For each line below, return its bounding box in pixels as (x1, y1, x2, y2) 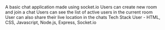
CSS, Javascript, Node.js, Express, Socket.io (5, 19, 97, 25)
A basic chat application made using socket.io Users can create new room (5, 4, 158, 10)
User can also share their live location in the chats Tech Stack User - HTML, (5, 15, 161, 20)
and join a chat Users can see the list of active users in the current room (5, 9, 153, 15)
